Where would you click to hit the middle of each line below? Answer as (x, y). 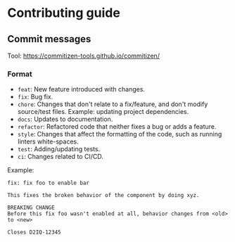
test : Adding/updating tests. (59, 149)
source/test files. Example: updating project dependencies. (103, 112)
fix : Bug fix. (35, 97)
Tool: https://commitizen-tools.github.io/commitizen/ (84, 56)
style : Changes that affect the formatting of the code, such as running (120, 134)
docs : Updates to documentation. (65, 119)
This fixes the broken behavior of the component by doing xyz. (103, 196)
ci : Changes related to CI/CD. (60, 157)
